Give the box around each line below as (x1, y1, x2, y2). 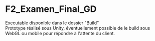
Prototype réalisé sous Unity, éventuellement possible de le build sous (5, 25, 150, 31)
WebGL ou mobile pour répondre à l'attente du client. (5, 30, 115, 36)
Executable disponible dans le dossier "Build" (5, 20, 99, 26)
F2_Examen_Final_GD (5, 3, 97, 15)
